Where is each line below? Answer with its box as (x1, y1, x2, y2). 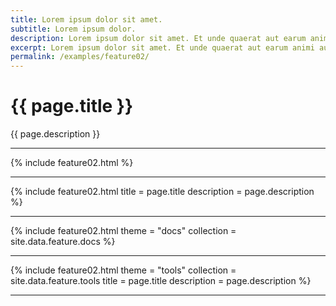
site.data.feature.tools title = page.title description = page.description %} (10, 275, 312, 287)
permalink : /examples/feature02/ (10, 52, 150, 62)
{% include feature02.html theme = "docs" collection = (10, 225, 237, 237)
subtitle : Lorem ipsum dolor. (10, 24, 137, 34)
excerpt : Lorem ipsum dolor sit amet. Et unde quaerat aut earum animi (10, 42, 315, 53)
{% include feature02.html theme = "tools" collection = (10, 264, 237, 276)
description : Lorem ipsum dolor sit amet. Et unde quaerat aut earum (10, 33, 307, 43)
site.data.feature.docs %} (10, 236, 116, 248)
